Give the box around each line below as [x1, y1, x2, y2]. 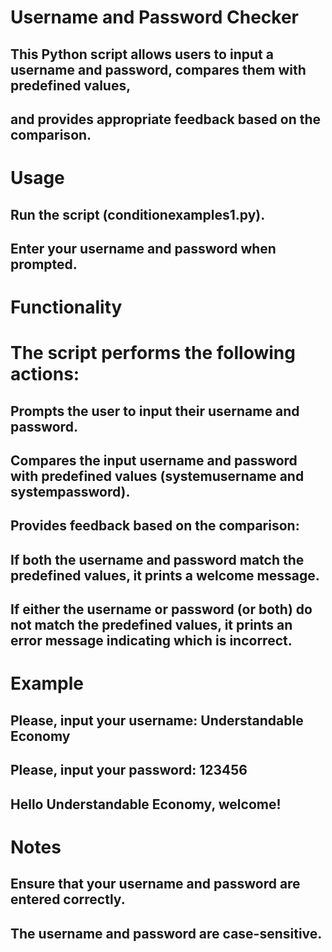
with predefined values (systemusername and [10, 468, 305, 485]
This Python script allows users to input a [10, 46, 274, 63]
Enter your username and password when [10, 240, 277, 257]
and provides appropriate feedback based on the [10, 111, 322, 128]
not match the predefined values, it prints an [10, 617, 293, 634]
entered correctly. [10, 891, 126, 908]
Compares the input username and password [10, 452, 298, 470]
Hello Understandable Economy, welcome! [10, 796, 282, 813]
